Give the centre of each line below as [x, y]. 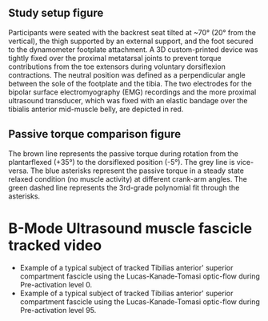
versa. [19, 171]
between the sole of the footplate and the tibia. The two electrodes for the [130, 83]
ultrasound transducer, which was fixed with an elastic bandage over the [128, 100]
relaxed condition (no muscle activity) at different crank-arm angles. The [128, 179]
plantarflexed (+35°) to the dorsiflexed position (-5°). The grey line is [122, 162]
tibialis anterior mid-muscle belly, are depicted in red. [96, 109]
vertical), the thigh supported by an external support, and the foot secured [131, 41]
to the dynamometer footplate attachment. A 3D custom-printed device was [133, 49]
